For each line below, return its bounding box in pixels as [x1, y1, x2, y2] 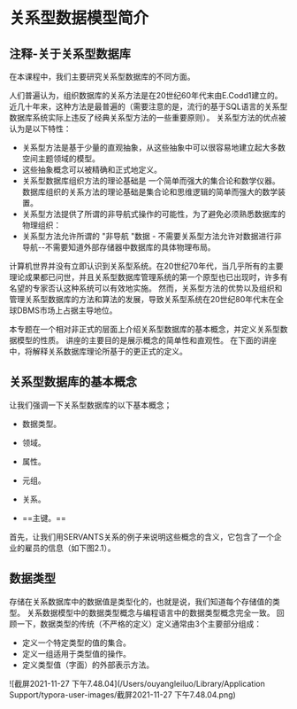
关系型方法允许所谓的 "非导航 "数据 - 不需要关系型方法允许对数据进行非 [21, 231, 283, 241]
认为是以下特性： [9, 123, 72, 134]
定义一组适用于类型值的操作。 [21, 648, 131, 658]
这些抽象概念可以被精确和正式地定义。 [21, 165, 162, 175]
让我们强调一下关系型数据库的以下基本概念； [9, 400, 172, 410]
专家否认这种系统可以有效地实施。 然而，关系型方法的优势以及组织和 [32, 283, 283, 293]
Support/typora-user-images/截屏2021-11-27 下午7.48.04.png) [9, 689, 236, 700]
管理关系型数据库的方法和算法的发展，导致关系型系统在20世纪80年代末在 [9, 294, 277, 304]
